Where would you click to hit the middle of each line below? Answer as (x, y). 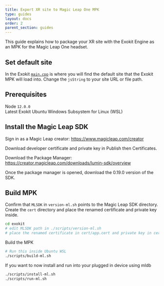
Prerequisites (26, 95)
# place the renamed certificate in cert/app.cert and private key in (78, 233)
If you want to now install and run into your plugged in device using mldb (78, 265)
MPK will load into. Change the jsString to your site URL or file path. (74, 79)
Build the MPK (19, 242)
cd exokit (15, 224)
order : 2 (14, 23)
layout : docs (18, 19)
